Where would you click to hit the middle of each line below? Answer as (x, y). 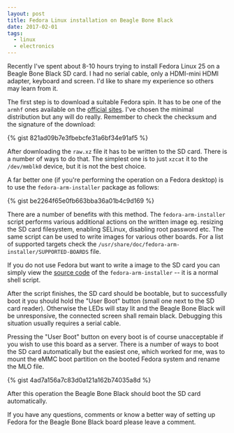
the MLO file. (25, 367)
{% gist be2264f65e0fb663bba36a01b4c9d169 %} (81, 201)
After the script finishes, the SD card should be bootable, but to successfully (117, 293)
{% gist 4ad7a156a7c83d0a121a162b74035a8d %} (79, 380)
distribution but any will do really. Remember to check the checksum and (112, 117)
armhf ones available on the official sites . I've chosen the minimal (101, 109)
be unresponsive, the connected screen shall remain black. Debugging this (115, 316)
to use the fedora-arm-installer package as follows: (83, 187)
